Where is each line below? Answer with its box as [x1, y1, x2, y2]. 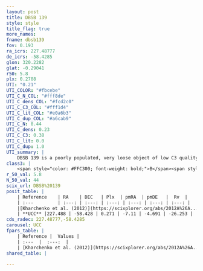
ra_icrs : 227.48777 [6, 48, 56, 54]
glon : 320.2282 [6, 59, 45, 65]
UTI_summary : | [6, 149, 45, 155]
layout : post [6, 8, 39, 15]
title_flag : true [6, 25, 50, 32]
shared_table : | [6, 250, 47, 257]
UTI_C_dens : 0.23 [6, 127, 50, 133]
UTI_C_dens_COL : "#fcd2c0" [6, 98, 74, 104]
